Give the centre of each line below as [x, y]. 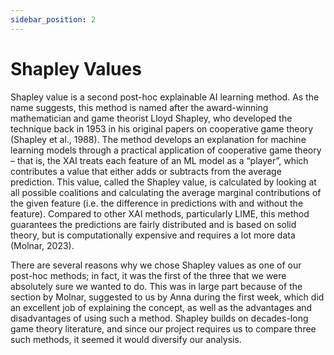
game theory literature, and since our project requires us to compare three [163, 328]
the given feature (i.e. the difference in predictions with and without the [157, 203]
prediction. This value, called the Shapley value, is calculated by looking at [163, 182]
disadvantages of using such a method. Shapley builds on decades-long [159, 318]
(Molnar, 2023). [42, 245]
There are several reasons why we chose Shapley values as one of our [156, 265]
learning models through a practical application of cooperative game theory [166, 150]
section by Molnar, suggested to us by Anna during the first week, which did [167, 297]
